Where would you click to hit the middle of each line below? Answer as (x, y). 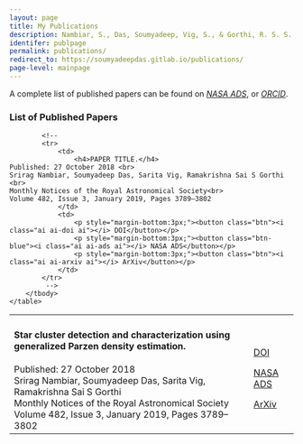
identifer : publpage (48, 43)
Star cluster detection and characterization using (122, 335)
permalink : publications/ (58, 51)
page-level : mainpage (50, 69)
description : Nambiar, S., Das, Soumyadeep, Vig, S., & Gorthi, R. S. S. (151, 34)
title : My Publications (54, 26)
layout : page (34, 18)
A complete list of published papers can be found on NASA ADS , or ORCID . (149, 93)
